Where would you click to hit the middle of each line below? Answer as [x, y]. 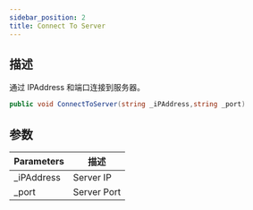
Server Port [97, 192]
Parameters [39, 161]
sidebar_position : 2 [48, 17]
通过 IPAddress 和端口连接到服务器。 [77, 88]
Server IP [92, 177]
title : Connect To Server [57, 26]
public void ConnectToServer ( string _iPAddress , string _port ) [127, 105]
